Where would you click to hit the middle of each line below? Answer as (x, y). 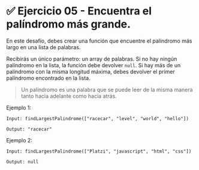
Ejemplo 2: (19, 140)
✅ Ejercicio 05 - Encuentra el (79, 11)
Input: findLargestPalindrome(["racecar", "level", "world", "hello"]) (97, 118)
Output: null (22, 162)
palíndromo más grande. (68, 24)
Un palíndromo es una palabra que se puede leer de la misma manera (107, 90)
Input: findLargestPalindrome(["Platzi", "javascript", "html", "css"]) (99, 151)
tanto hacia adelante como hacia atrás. (69, 96)
